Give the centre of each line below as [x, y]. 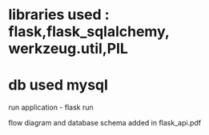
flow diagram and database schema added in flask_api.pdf [105, 123]
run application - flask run [51, 107]
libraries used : [59, 15]
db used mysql [58, 85]
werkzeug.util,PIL [68, 49]
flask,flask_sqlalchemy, [89, 32]
